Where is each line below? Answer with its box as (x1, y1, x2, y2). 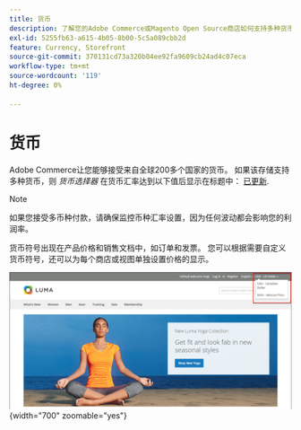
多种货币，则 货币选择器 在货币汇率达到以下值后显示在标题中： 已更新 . (9, 175, 270, 186)
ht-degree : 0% (9, 81, 63, 90)
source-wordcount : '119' (9, 72, 102, 81)
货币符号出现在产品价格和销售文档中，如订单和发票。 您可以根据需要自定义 (9, 242, 287, 253)
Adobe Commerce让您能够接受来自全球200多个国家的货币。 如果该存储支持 (9, 164, 289, 175)
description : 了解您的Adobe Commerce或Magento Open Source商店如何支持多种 (9, 23, 280, 33)
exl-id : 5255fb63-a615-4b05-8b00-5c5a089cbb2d (9, 33, 186, 42)
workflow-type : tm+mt (9, 62, 90, 71)
